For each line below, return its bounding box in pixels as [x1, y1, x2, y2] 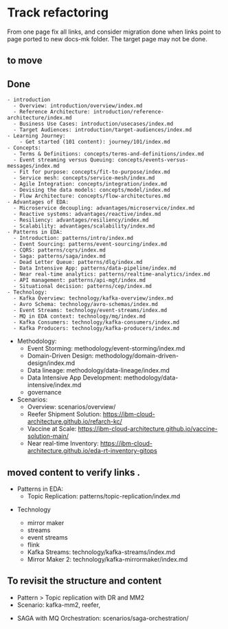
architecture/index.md [7, 115, 72, 122]
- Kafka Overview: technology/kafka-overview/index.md [13, 295, 174, 302]
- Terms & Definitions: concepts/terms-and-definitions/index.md [13, 151, 205, 157]
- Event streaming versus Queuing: [13, 157, 115, 164]
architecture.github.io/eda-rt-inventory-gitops [27, 447, 158, 455]
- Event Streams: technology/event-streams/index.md [13, 307, 168, 314]
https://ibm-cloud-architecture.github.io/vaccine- [78, 425, 218, 433]
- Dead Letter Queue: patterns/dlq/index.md [13, 259, 143, 266]
